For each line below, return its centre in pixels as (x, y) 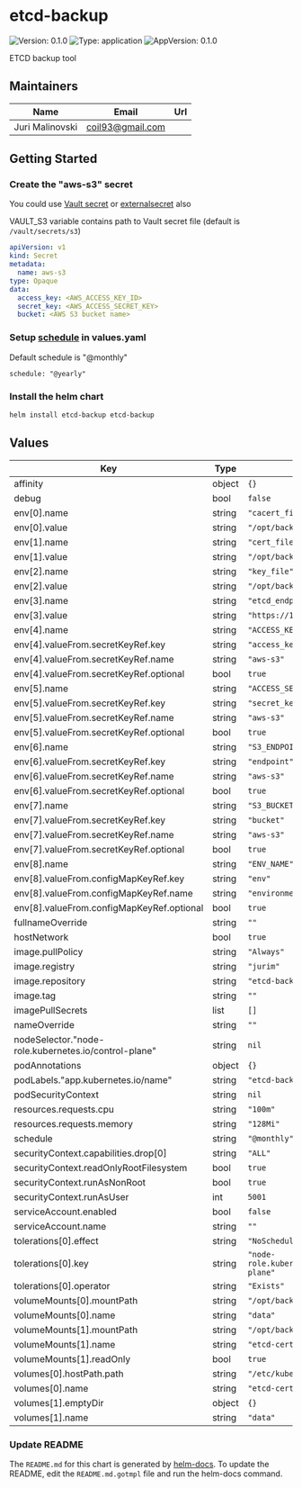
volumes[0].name (51, 1388)
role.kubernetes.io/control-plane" (85, 1051)
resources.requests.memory (73, 1123)
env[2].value (41, 586)
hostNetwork (41, 937)
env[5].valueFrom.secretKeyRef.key (90, 703)
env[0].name (41, 512)
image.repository (50, 980)
